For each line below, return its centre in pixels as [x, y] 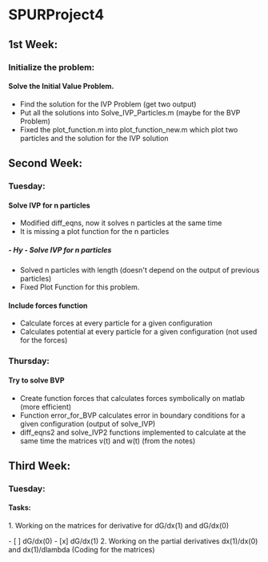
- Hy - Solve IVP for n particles [60, 249]
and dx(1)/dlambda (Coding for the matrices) [82, 550]
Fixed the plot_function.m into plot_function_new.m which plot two [129, 129]
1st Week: [33, 44]
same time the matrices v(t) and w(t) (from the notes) [108, 441]
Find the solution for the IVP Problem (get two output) [108, 104]
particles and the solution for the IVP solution [94, 138]
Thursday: [29, 361]
